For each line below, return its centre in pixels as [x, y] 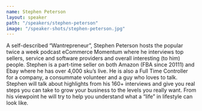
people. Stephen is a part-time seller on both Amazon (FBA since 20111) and [100, 65]
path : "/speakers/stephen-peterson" [52, 23]
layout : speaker [27, 17]
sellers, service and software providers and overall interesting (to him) [93, 58]
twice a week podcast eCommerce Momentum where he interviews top [95, 52]
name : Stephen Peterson [36, 12]
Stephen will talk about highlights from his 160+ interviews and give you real [101, 84]
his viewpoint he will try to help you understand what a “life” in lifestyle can [99, 97]
